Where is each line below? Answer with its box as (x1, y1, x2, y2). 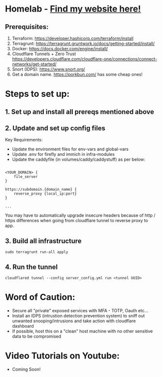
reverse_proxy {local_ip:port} (14, 191, 77, 196)
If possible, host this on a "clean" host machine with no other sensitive (12, 328, 153, 334)
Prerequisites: (5, 23, 49, 31)
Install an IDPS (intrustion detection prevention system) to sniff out (12, 313, 145, 318)
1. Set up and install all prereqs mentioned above (5, 107, 154, 116)
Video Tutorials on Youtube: (5, 350, 120, 362)
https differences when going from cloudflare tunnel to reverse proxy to (5, 218, 148, 224)
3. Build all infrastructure (5, 237, 81, 245)
